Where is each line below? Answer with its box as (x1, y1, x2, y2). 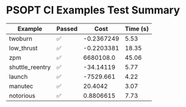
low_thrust (9, 44, 38, 52)
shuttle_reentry (9, 63, 51, 71)
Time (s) (124, 25, 149, 33)
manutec (9, 82, 33, 90)
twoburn (9, 34, 32, 43)
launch (9, 73, 28, 81)
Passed (56, 25, 78, 33)
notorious (9, 91, 36, 99)
